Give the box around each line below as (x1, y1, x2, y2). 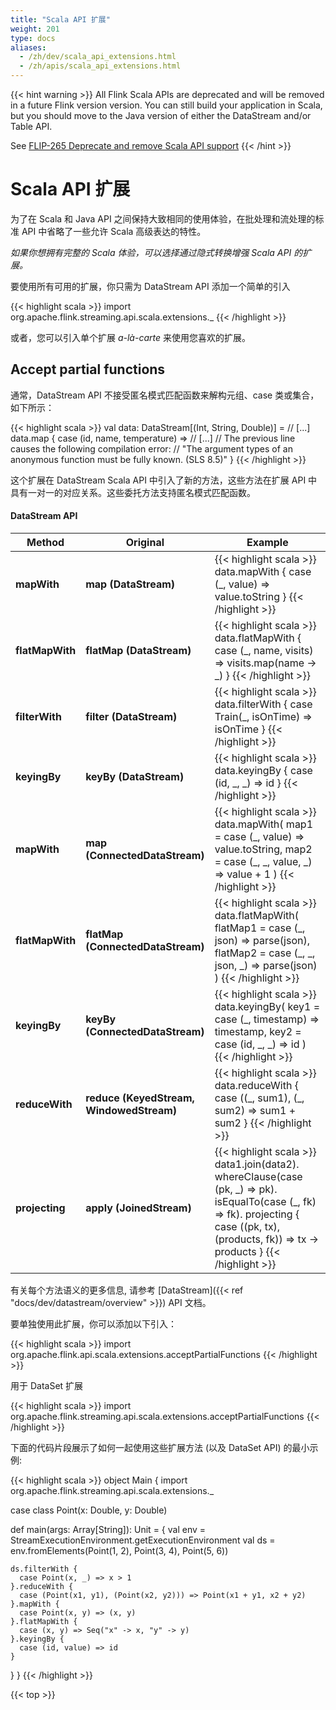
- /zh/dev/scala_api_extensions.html (19, 52, 177, 62)
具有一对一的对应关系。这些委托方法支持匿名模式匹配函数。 (10, 486, 256, 498)
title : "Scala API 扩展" (10, 14, 111, 25)
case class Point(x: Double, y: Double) (10, 1504, 168, 1516)
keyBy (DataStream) (85, 769, 185, 783)
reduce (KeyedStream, (85, 1091, 195, 1105)
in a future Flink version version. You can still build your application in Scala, (10, 99, 323, 111)
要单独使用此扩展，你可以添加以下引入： (10, 1317, 177, 1330)
